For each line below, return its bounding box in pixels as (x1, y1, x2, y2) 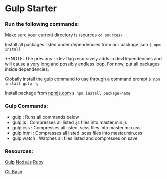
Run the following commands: (5, 21, 79, 28)
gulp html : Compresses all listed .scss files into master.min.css (12, 130, 143, 136)
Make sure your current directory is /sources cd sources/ (5, 32, 123, 38)
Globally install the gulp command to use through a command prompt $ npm (5, 76, 160, 82)
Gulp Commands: (5, 103, 48, 110)
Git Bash (5, 169, 23, 175)
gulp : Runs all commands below (12, 114, 79, 120)
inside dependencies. (5, 66, 49, 72)
